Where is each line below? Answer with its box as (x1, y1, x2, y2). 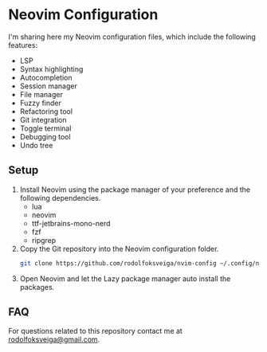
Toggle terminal (19, 123, 72, 133)
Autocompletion (19, 72, 73, 82)
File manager (19, 89, 64, 99)
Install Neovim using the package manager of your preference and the (19, 185, 251, 194)
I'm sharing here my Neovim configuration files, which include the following (8, 32, 257, 41)
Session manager (19, 81, 77, 91)
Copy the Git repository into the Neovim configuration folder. (19, 244, 219, 253)
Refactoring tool (19, 106, 73, 116)
